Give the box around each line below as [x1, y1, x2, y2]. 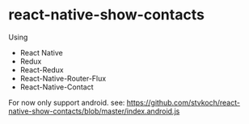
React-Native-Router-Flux [19, 73, 107, 83]
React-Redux [19, 64, 64, 74]
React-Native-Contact [19, 82, 95, 92]
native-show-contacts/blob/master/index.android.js [8, 106, 180, 116]
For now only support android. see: [8, 97, 125, 107]
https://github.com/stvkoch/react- [126, 97, 241, 107]
